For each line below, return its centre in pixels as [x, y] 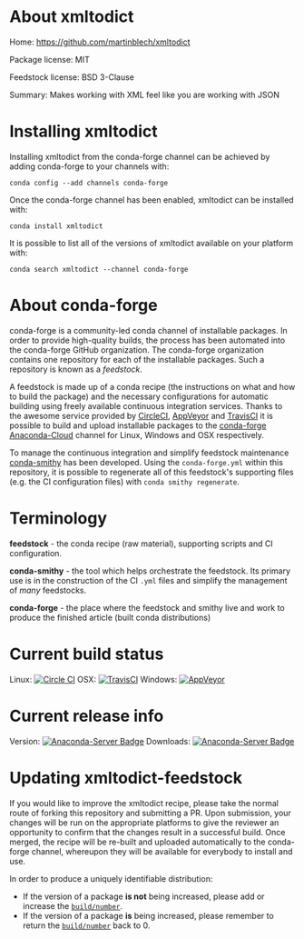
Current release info [87, 716]
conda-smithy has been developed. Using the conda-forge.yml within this [147, 462]
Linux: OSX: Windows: [93, 679]
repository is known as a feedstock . [76, 369]
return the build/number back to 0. [86, 925]
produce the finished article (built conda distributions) [110, 617]
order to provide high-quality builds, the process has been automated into [147, 340]
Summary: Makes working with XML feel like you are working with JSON [144, 95]
